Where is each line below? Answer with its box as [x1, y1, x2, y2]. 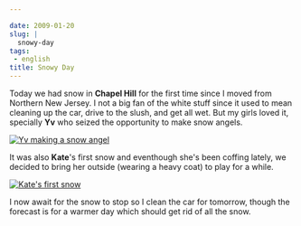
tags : [9, 46, 30, 55]
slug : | [9, 29, 39, 39]
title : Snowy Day [9, 63, 75, 72]
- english [13, 55, 51, 64]
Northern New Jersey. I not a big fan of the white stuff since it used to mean [9, 98, 293, 108]
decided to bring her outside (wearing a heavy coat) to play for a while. [9, 162, 274, 172]
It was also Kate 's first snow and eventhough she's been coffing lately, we [9, 152, 287, 163]
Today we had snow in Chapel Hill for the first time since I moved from [9, 88, 273, 99]
